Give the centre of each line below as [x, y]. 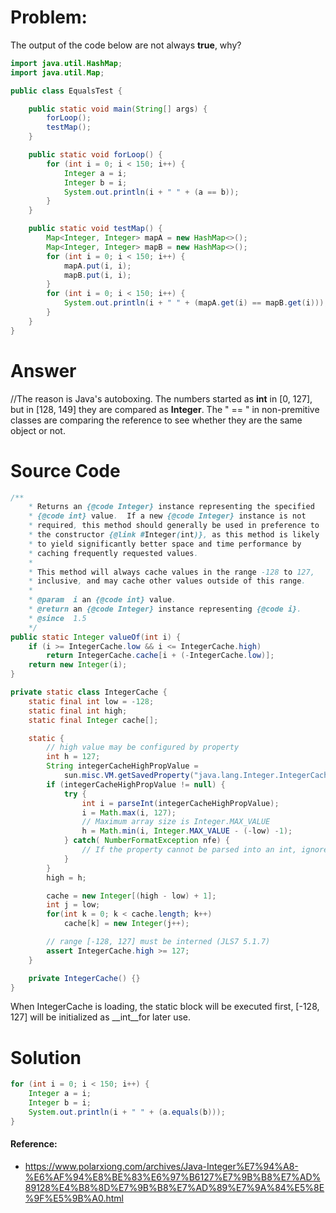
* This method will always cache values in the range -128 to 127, [171, 572]
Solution [46, 1057]
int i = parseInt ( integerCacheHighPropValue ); [180, 803]
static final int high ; [78, 711]
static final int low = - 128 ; [91, 701]
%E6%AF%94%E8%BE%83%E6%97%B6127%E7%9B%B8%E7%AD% [173, 1177]
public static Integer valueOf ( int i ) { [96, 637]
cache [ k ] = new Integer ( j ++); [126, 924]
